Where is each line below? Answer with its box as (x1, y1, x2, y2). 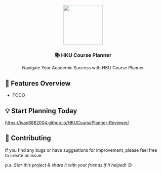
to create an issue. (5, 152, 43, 158)
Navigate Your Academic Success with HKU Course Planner (22, 65, 144, 71)
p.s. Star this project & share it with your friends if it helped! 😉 (5, 162, 132, 168)
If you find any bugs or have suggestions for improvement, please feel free (5, 147, 157, 153)
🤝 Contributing (5, 134, 51, 142)
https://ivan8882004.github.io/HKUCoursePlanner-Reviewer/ (5, 120, 129, 126)
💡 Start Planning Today (5, 106, 78, 115)
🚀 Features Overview (5, 79, 71, 87)
